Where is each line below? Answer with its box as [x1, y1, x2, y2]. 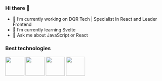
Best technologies [5, 45, 51, 52]
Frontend [12, 21, 32, 27]
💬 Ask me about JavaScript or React [12, 32, 88, 38]
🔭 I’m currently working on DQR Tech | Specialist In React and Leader [12, 16, 157, 22]
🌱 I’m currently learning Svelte [12, 27, 76, 33]
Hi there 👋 [5, 5, 30, 12]
